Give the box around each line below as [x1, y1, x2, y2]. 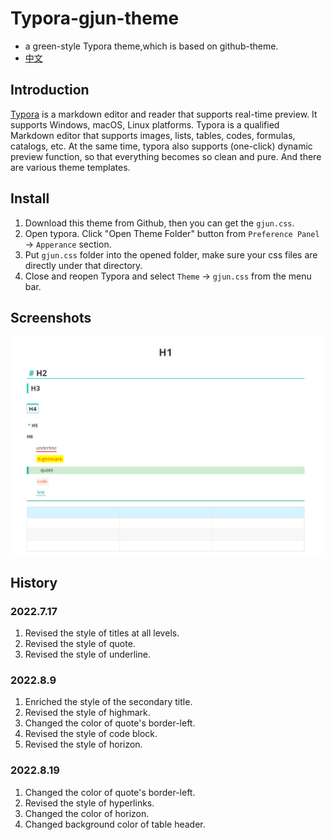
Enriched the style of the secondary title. [24, 696, 193, 708]
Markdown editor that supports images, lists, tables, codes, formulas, [10, 129, 296, 141]
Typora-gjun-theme [10, 7, 180, 30]
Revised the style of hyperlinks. [24, 797, 155, 809]
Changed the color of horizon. [24, 807, 150, 819]
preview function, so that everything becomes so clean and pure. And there [10, 150, 322, 162]
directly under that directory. [24, 259, 143, 271]
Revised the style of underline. [24, 648, 151, 661]
